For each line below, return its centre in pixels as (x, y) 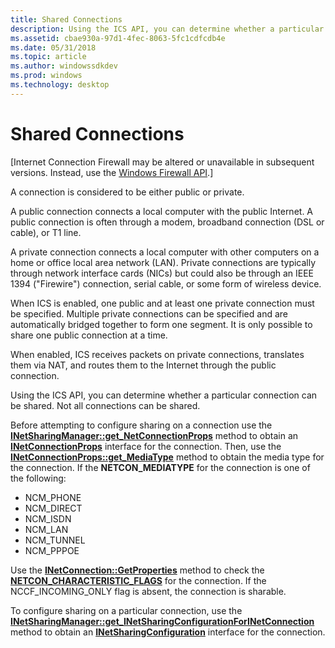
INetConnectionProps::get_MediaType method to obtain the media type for (167, 457)
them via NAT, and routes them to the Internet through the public (143, 365)
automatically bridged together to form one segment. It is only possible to (161, 324)
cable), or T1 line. (46, 232)
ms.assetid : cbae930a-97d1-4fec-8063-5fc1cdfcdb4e (118, 38)
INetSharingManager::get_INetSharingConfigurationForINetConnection (162, 621)
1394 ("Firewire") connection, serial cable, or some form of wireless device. (166, 283)
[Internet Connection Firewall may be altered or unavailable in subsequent (162, 162)
